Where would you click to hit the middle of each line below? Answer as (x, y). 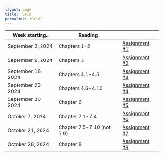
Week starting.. (31, 35)
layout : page (18, 10)
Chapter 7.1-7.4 (78, 117)
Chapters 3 (71, 60)
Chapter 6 (70, 102)
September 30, (25, 99)
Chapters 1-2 (74, 46)
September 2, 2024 (30, 46)
